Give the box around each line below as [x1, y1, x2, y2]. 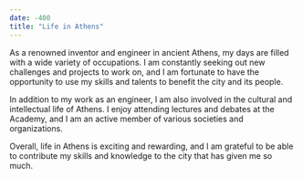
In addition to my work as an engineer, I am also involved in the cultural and [9, 93, 293, 105]
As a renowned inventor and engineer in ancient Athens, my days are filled [9, 47, 289, 58]
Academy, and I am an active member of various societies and [9, 113, 244, 124]
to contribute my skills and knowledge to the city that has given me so [9, 150, 273, 161]
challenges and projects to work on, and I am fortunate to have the [9, 66, 260, 78]
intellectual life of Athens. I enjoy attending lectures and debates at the [9, 103, 276, 114]
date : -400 [9, 13, 51, 23]
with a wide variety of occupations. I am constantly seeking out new [9, 57, 266, 68]
